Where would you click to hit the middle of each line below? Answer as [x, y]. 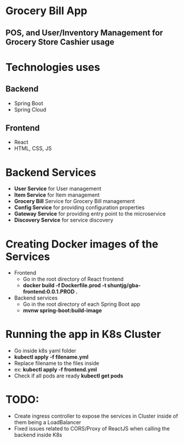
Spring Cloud [30, 109]
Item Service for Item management [57, 195]
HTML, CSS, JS [33, 148]
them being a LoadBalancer [47, 422]
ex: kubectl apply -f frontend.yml [55, 370]
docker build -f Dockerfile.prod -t [65, 285]
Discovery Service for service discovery [63, 220]
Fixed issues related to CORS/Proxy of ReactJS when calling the [92, 429]
